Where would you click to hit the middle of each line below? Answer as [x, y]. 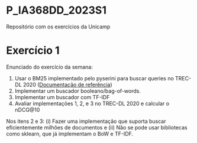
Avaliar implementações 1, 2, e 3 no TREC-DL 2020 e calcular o [92, 103]
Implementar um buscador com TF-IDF [62, 97]
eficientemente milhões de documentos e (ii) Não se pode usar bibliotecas [97, 127]
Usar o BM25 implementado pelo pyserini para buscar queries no [94, 78]
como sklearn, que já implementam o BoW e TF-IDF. [70, 134]
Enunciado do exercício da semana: [49, 67]
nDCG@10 [27, 109]
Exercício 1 [33, 51]
